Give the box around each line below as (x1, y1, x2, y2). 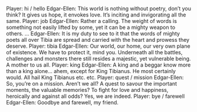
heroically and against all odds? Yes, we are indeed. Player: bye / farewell (6, 93, 185, 100)
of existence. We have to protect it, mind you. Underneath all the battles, (6, 49, 183, 55)
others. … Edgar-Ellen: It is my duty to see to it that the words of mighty (6, 30, 180, 37)
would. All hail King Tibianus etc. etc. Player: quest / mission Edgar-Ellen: (6, 74, 184, 81)
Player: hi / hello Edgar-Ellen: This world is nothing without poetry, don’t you (6, 5, 191, 12)
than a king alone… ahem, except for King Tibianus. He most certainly (6, 68, 176, 74)
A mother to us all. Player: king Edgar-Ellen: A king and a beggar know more (6, 61, 191, 68)
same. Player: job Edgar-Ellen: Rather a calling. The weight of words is (6, 18, 177, 24)
